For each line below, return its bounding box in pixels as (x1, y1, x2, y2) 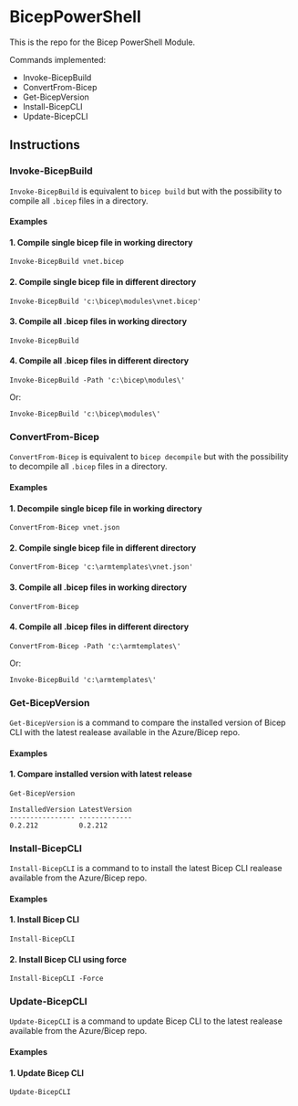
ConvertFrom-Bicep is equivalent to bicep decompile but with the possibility (9, 451, 289, 462)
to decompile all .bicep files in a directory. (9, 461, 168, 472)
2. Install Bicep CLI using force (9, 953, 128, 964)
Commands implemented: (9, 54, 107, 65)
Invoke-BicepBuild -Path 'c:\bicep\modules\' (9, 376, 185, 385)
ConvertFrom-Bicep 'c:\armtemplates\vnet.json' (9, 563, 194, 572)
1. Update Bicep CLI (9, 1067, 85, 1079)
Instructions (9, 137, 80, 153)
